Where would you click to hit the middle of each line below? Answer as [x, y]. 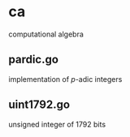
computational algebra [46, 34]
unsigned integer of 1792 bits [57, 124]
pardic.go [34, 60]
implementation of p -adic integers [65, 79]
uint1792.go [39, 105]
